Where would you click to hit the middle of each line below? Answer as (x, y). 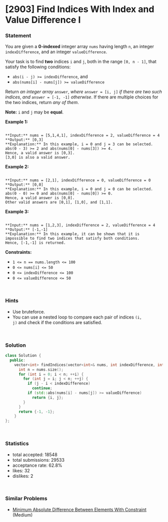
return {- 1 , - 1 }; (36, 411)
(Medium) (22, 515)
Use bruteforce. (28, 311)
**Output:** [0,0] (24, 185)
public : (18, 360)
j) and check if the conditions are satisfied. (57, 322)
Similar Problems (26, 498)
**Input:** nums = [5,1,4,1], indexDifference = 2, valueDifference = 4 (82, 136)
